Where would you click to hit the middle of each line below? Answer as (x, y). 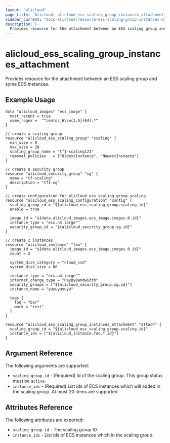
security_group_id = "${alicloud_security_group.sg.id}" (71, 227)
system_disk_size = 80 (34, 267)
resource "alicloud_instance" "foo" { (46, 245)
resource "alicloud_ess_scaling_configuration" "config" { (69, 200)
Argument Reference (39, 354)
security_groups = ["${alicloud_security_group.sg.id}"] (71, 284)
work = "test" (29, 307)
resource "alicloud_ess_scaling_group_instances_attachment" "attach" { (83, 324)
